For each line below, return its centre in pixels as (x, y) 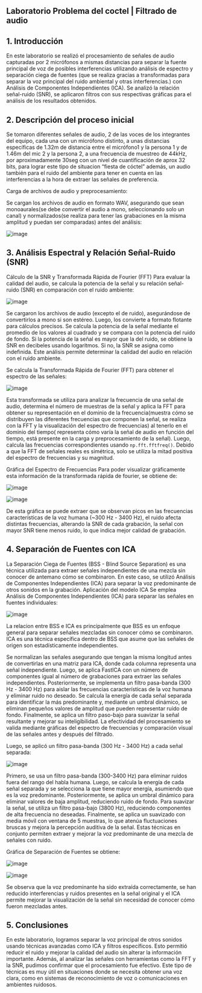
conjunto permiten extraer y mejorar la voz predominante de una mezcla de (100, 833)
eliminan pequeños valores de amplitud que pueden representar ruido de (97, 708)
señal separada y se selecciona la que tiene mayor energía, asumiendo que (100, 788)
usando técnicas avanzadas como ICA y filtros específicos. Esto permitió (97, 946)
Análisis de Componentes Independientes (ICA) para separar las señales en (100, 596)
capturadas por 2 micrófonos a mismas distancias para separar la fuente (96, 62)
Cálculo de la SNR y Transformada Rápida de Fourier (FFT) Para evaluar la (98, 277)
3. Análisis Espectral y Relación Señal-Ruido (91, 253)
